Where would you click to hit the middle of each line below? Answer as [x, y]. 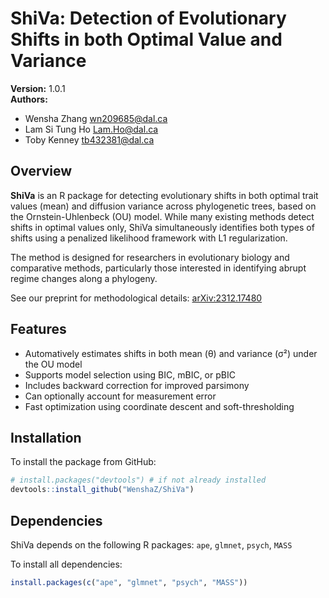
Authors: [29, 99]
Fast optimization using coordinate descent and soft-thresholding [159, 406]
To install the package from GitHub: [83, 462]
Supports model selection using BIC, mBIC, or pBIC [130, 374]
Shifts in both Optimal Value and [146, 39]
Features [38, 329]
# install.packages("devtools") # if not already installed [138, 480]
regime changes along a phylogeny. [84, 278]
